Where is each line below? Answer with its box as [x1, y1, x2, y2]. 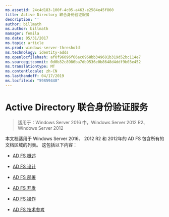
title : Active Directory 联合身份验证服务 [5, 12, 90, 17]
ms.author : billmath [5, 26, 49, 31]
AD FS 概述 [12, 153, 36, 159]
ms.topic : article [5, 41, 44, 46]
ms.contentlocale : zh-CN [5, 69, 58, 74]
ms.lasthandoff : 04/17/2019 [5, 74, 65, 79]
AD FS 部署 [12, 174, 36, 180]
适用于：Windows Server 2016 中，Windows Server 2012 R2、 [17, 119, 148, 125]
